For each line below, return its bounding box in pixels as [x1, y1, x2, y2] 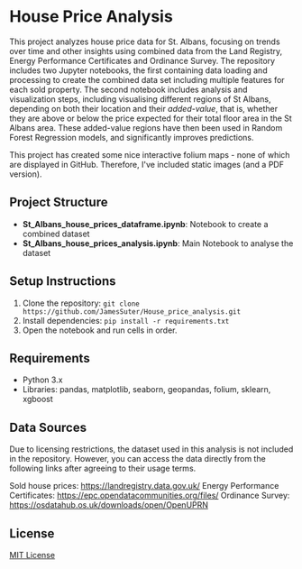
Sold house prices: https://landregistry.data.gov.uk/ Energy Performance [9, 481, 279, 491]
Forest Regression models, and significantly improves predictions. [9, 132, 254, 142]
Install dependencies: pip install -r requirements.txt [22, 315, 230, 326]
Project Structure [9, 195, 108, 210]
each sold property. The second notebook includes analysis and [9, 84, 248, 95]
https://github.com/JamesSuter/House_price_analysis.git [22, 307, 242, 317]
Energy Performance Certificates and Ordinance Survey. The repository [9, 55, 276, 66]
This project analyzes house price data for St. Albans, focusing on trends [9, 36, 281, 47]
